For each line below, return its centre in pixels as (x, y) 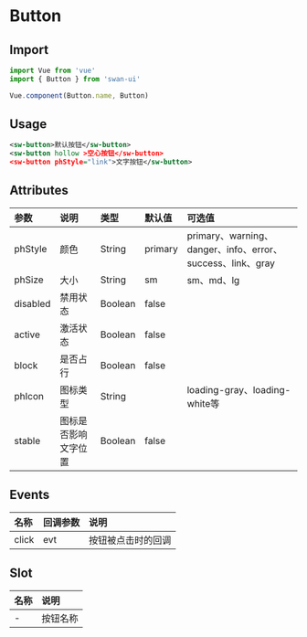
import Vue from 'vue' (53, 70)
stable (27, 441)
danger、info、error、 (235, 249)
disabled (32, 303)
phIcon (29, 396)
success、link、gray (231, 263)
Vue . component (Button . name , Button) (79, 96)
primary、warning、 (230, 236)
